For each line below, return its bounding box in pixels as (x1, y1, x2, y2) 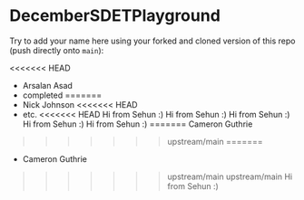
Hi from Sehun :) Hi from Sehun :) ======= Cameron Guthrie (22, 119, 253, 129)
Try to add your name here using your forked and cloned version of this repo (9, 35, 296, 46)
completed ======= (22, 90, 103, 100)
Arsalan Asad (22, 80, 73, 90)
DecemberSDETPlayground (9, 5, 221, 26)
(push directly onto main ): (9, 44, 104, 55)
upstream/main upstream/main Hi (167, 171, 293, 182)
